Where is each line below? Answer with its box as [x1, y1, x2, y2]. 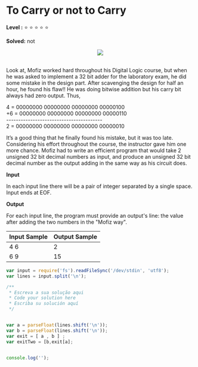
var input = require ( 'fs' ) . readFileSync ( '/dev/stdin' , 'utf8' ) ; [6, 267, 169, 273]
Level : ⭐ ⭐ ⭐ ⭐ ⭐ [6, 23, 49, 30]
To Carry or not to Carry [6, 4, 126, 17]
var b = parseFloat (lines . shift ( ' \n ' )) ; [6, 328, 109, 334]
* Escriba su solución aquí [8, 301, 79, 307]
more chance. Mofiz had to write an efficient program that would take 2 [6, 147, 182, 154]
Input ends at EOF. [6, 189, 52, 196]
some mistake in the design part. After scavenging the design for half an [6, 79, 184, 87]
